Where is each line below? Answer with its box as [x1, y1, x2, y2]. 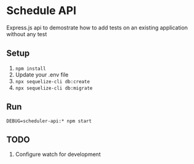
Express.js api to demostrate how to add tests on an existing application [6, 24, 188, 31]
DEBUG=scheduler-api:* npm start [6, 117, 92, 124]
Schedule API [6, 4, 77, 18]
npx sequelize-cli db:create [15, 78, 90, 84]
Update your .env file [15, 71, 69, 78]
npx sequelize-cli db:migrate [15, 85, 93, 91]
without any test [6, 30, 47, 37]
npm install [15, 65, 46, 72]
